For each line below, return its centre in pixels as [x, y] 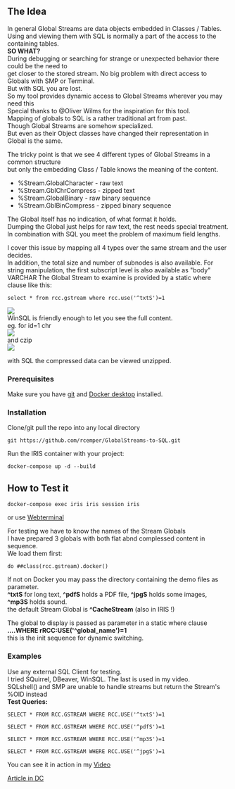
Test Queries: [27, 701]
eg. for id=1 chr [29, 325]
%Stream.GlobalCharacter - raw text [70, 183]
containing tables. [33, 43]
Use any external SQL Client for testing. [64, 671]
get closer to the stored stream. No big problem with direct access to [107, 73]
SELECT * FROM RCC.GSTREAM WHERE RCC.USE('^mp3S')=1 [86, 739]
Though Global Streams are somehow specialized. [80, 125]
